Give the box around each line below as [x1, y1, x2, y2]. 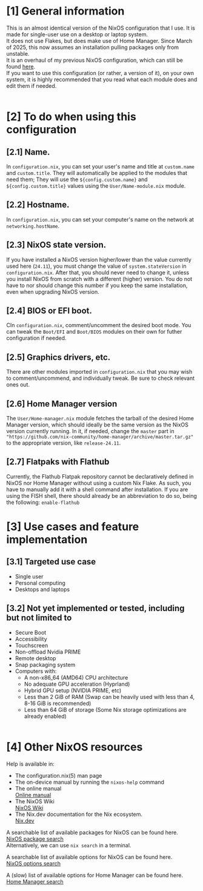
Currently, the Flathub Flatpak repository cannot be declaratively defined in [6, 472, 194, 480]
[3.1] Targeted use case [6, 557, 96, 567]
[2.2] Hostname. [6, 200, 70, 210]
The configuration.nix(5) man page [15, 772, 102, 779]
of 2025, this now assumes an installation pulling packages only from [6, 44, 179, 51]
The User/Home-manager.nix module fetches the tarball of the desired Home [6, 415, 195, 422]
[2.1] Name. [6, 147, 50, 157]
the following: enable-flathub [6, 498, 80, 506]
